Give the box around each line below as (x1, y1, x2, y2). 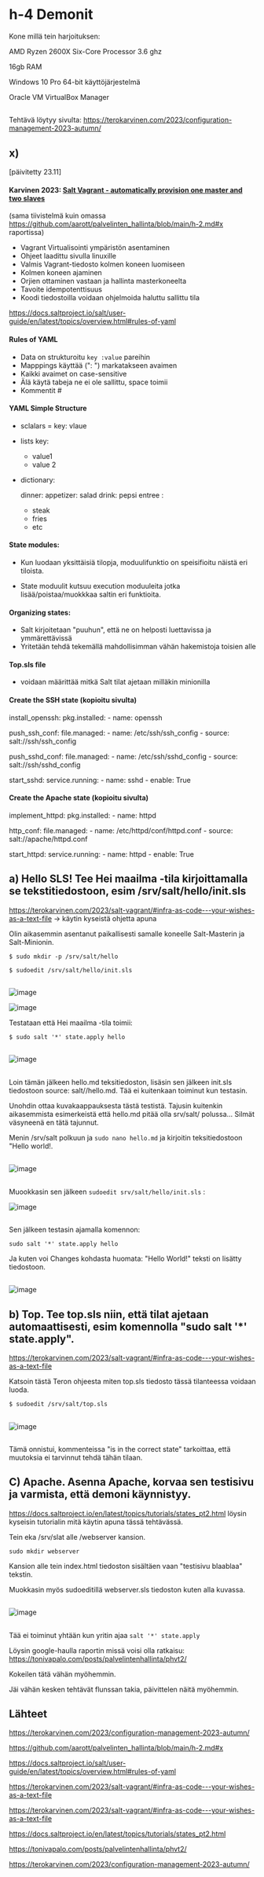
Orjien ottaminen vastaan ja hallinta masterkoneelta (20, 277, 187, 286)
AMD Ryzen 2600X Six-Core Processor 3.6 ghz (9, 46, 163, 56)
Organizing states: (9, 608, 71, 617)
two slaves (9, 193, 46, 203)
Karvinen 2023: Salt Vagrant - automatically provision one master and (9, 185, 243, 194)
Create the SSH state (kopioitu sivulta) (9, 695, 137, 704)
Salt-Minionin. (9, 937, 54, 946)
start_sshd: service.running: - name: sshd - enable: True (9, 775, 191, 784)
